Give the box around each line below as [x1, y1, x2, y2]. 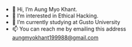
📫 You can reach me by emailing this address [11, 25, 127, 33]
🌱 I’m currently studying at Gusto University [11, 19, 121, 25]
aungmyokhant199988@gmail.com [11, 34, 99, 41]
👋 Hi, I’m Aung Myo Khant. [11, 6, 77, 13]
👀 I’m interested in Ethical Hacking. [11, 12, 99, 19]
